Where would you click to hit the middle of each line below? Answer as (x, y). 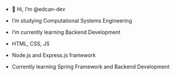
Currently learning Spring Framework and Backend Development (91, 66)
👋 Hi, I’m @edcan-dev (39, 9)
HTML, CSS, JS (31, 44)
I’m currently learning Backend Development (66, 32)
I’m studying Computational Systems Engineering (72, 20)
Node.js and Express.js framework (54, 55)
